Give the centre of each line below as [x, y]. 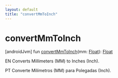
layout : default [21, 10]
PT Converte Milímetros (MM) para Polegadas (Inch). [58, 71]
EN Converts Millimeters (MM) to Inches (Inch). [52, 61]
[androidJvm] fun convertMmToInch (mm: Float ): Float [59, 52]
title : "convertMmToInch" [31, 14]
